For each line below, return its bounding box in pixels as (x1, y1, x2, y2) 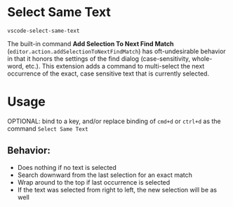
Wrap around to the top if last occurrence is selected (17, 178, 171, 186)
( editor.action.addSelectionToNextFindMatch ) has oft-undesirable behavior (7, 47, 226, 55)
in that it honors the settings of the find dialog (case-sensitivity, (7, 54, 191, 63)
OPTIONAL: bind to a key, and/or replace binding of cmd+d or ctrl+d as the (7, 117, 221, 125)
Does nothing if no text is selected (17, 163, 117, 171)
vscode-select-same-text (7, 27, 80, 34)
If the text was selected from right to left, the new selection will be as (17, 185, 218, 194)
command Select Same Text (7, 124, 89, 133)
